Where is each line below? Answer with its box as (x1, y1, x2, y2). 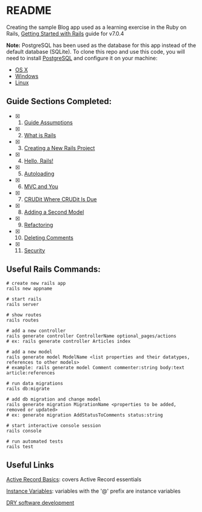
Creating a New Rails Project (24, 144, 95, 151)
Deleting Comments (24, 234, 74, 241)
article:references (6, 370, 55, 376)
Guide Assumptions (24, 119, 73, 126)
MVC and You (24, 183, 58, 190)
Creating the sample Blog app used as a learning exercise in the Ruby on (6, 23, 187, 31)
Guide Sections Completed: (6, 96, 112, 107)
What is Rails (24, 131, 56, 139)
